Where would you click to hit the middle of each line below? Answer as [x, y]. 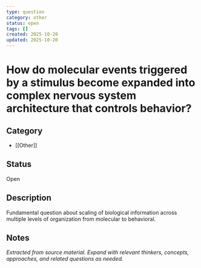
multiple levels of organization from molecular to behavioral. [81, 219]
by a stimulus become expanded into [101, 83]
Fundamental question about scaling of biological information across [92, 212]
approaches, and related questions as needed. [65, 259]
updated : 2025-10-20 [32, 40]
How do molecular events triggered [97, 70]
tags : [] [17, 29]
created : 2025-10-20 [32, 34]
